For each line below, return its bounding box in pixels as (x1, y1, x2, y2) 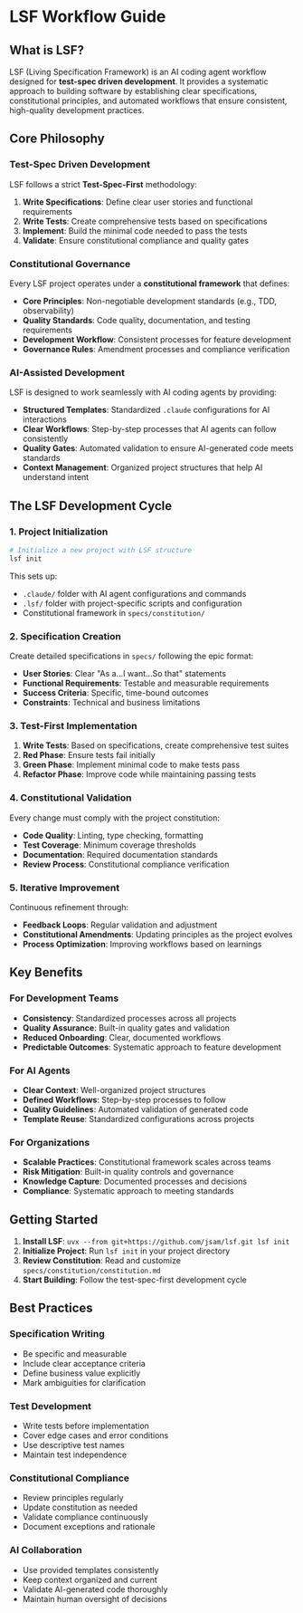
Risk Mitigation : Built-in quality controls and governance (22, 1167, 234, 1177)
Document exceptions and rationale (22, 1522, 156, 1532)
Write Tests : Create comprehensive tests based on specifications (22, 216, 269, 226)
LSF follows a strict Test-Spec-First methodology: (9, 178, 197, 189)
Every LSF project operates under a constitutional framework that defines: (9, 278, 290, 289)
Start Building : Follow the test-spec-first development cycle (22, 1274, 247, 1285)
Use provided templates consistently (22, 1564, 160, 1575)
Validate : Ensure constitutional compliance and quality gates (22, 235, 250, 245)
